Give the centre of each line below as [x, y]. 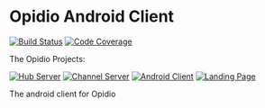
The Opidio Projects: [47, 58]
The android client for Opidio [63, 94]
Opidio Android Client [91, 17]
